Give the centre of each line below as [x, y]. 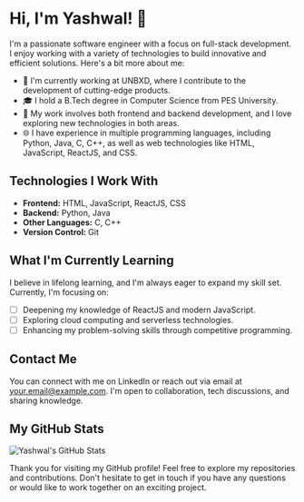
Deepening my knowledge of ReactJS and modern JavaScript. [139, 310]
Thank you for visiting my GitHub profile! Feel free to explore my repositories [152, 468]
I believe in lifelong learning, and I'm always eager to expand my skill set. [146, 282]
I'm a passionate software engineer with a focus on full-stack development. [151, 44]
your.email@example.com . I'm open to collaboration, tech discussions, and [150, 390]
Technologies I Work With [84, 181]
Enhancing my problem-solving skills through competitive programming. [157, 330]
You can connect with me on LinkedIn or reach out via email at [126, 381]
